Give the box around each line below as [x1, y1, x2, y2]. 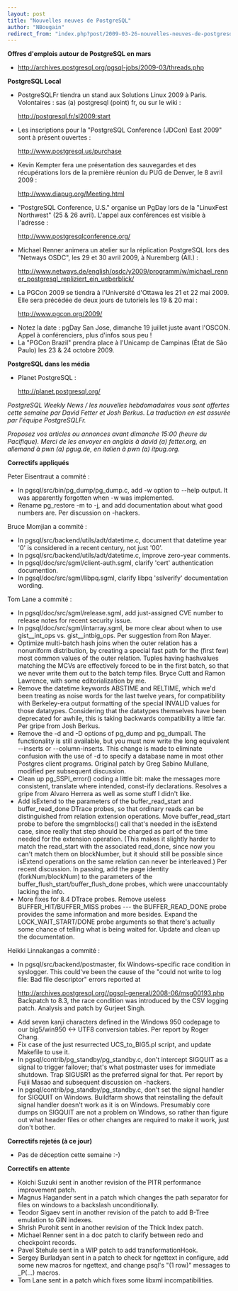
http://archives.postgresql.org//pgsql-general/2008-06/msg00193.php [17, 989, 225, 997]
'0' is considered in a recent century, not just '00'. [17, 544, 163, 552]
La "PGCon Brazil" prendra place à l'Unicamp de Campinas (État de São [17, 338, 228, 347]
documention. [17, 566, 59, 575]
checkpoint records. [17, 1239, 76, 1247]
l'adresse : [17, 218, 48, 227]
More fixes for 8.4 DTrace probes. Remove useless [17, 895, 166, 904]
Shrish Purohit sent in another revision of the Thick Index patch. [17, 1224, 204, 1232]
